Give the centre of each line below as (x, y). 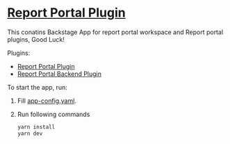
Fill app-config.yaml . (47, 101)
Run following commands (54, 114)
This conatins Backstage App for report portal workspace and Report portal (115, 32)
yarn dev (30, 134)
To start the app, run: (37, 87)
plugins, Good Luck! (36, 39)
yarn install (36, 127)
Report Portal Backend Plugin (59, 74)
